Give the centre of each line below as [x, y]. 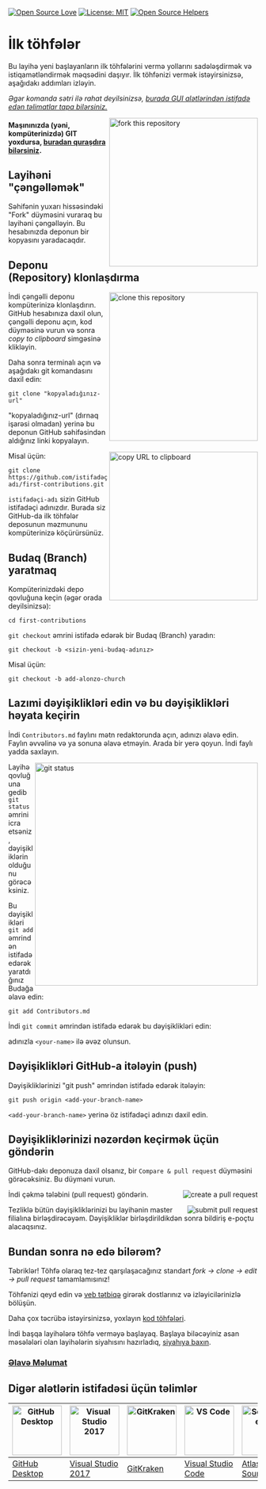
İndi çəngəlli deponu [42, 296]
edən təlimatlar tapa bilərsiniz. [58, 106]
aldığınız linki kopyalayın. [49, 441]
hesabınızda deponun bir [49, 232]
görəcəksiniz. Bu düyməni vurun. [62, 1179]
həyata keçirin [44, 716]
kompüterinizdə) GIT [43, 133]
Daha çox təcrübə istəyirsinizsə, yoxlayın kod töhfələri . [97, 1319]
